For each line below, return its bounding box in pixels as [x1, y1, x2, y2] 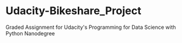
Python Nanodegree [5, 29, 55, 37]
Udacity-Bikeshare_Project [5, 4, 142, 18]
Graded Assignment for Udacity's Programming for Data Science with [5, 24, 176, 31]
